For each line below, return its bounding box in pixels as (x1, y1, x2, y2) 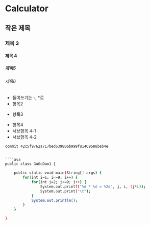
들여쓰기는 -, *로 (12, 95, 44, 100)
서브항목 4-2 (12, 134, 37, 140)
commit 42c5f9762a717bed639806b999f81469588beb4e (5, 144, 109, 149)
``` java (5, 157, 21, 162)
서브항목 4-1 (12, 128, 36, 133)
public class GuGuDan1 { (5, 161, 56, 166)
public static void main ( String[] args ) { (14, 170, 102, 175)
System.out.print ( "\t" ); (40, 189, 91, 193)
